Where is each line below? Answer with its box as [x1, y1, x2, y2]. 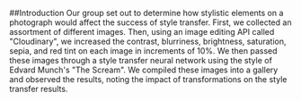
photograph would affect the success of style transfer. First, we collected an [9, 17, 292, 28]
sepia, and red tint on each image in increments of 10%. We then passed [9, 46, 278, 56]
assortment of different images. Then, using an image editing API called [9, 27, 275, 37]
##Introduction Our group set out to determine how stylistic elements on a [9, 8, 284, 18]
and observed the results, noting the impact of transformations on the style [9, 74, 288, 84]
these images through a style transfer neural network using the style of [9, 55, 272, 65]
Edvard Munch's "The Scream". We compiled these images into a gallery [9, 64, 279, 75]
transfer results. [9, 84, 68, 94]
